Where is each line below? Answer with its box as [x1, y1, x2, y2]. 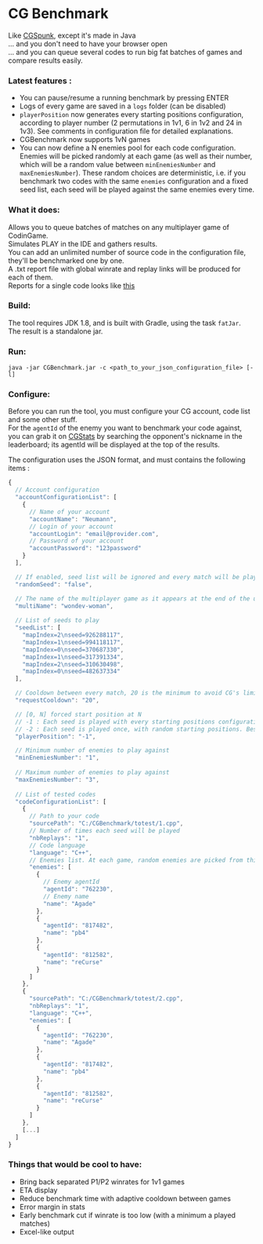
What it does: [8, 205, 60, 216]
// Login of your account [28, 523, 113, 531]
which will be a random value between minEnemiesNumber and [19, 160, 216, 170]
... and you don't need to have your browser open [8, 38, 168, 48]
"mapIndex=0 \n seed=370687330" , [22, 645, 124, 654]
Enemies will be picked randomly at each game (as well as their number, [19, 151, 253, 161]
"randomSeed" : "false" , [15, 580, 92, 589]
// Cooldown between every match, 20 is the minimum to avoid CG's [15, 689, 240, 697]
